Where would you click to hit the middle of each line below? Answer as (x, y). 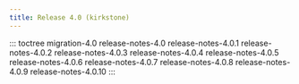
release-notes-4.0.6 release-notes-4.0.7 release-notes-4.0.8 (122, 62)
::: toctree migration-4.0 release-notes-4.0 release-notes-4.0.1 (124, 43)
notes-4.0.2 (31, 52)
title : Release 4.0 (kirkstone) (69, 17)
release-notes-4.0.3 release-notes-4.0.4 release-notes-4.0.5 (167, 52)
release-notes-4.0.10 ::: (73, 71)
